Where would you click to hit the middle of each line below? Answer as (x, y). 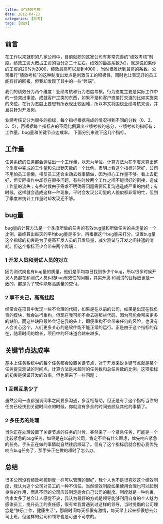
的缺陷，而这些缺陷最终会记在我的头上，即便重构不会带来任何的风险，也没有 (81, 321)
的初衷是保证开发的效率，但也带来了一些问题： (52, 375)
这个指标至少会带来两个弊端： (48, 246)
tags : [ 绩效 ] (17, 23)
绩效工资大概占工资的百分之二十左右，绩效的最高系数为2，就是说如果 (83, 63)
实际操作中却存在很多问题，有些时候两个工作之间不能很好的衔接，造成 (88, 180)
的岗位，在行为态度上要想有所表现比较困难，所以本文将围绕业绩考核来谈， (79, 104)
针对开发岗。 (26, 110)
